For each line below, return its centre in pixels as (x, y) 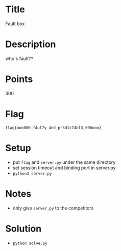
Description (31, 44)
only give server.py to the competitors (53, 208)
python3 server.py (32, 173)
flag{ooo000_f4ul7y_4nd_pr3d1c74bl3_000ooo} (53, 128)
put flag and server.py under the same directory (64, 162)
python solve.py (30, 243)
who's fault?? (19, 58)
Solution (23, 228)
